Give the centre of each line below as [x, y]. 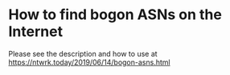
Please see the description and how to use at [83, 53]
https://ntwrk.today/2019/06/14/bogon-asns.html [89, 62]
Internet [35, 32]
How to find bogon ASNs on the [115, 15]
